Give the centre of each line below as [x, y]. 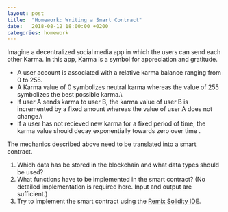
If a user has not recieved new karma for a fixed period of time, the [111, 123]
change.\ [30, 117]
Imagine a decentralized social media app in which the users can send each [114, 52]
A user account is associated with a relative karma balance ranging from [119, 73]
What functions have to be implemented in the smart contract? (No [111, 180]
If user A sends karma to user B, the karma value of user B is [102, 102]
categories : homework [38, 33]
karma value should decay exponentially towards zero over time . [109, 131]
